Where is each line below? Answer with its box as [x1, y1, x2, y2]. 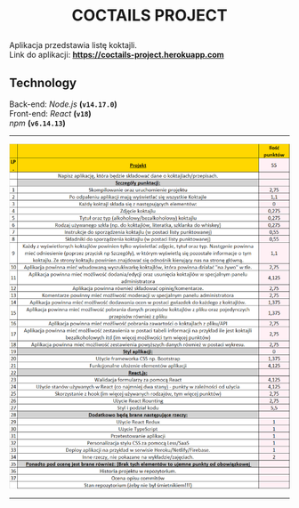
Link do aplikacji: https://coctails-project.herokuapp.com [9, 50, 224, 60]
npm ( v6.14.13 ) [9, 117, 66, 128]
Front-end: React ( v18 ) [9, 109, 92, 118]
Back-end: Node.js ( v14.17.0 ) [9, 99, 117, 109]
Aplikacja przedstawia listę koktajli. [9, 40, 138, 51]
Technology [9, 75, 77, 90]
